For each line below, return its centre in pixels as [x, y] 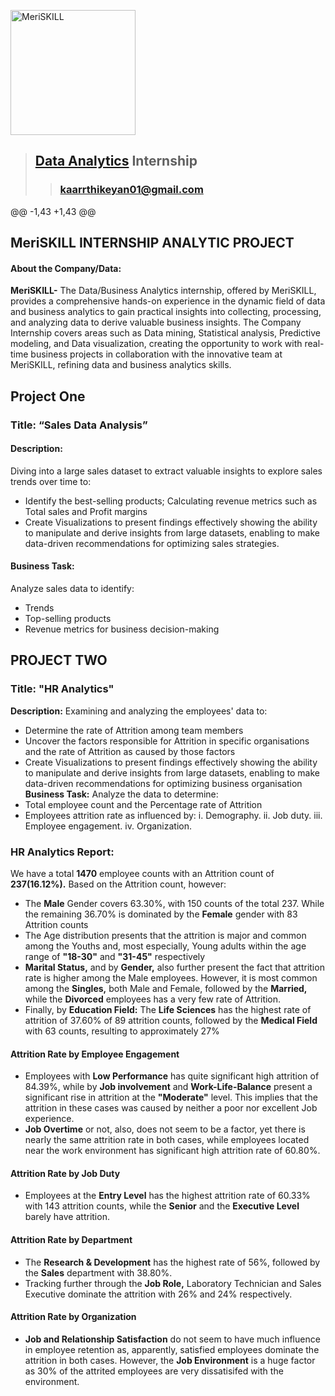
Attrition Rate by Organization [73, 1317]
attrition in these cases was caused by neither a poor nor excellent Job [171, 1108]
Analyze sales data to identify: [72, 588]
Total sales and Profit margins [86, 511]
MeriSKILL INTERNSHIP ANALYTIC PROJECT [152, 243]
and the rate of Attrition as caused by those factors [130, 751]
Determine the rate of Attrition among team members [134, 730]
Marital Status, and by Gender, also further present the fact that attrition [174, 967]
